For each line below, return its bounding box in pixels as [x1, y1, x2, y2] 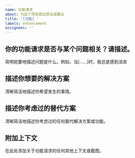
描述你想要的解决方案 [5, 75, 69, 83]
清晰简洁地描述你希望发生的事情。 [5, 88, 74, 94]
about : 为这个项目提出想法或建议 [5, 12, 65, 17]
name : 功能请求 [5, 7, 33, 12]
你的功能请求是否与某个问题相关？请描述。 [5, 45, 134, 53]
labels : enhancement [5, 21, 47, 26]
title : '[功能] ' [5, 16, 39, 21]
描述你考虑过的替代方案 [5, 104, 76, 113]
